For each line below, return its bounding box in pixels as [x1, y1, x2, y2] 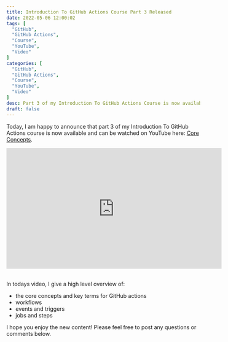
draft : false [6, 105, 40, 112]
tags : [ [6, 20, 26, 26]
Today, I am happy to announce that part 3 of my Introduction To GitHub [6, 123, 189, 130]
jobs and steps [15, 311, 53, 319]
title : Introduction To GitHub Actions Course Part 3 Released [6, 9, 172, 15]
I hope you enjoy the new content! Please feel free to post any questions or [6, 323, 197, 331]
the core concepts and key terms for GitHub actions [15, 292, 147, 299]
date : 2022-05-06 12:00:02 [6, 15, 76, 21]
